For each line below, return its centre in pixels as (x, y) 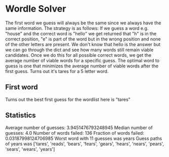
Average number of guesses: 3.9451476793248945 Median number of (79, 128)
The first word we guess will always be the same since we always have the (83, 23)
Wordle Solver (36, 9)
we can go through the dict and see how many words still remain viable (79, 50)
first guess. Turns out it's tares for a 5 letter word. (57, 71)
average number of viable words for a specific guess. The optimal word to (82, 60)
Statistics (21, 115)
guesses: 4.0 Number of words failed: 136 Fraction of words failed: (75, 133)
